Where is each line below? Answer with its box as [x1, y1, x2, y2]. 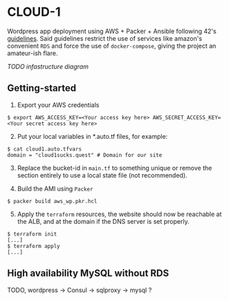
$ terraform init [7, 231, 57, 237]
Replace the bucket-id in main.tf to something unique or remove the [17, 164, 212, 172]
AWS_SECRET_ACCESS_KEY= [152, 114, 221, 121]
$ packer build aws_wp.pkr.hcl [7, 197, 98, 204]
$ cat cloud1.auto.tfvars [7, 146, 82, 153]
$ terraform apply [7, 242, 60, 249]
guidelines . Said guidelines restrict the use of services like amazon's [7, 34, 203, 42]
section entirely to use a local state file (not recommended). [17, 171, 188, 179]
